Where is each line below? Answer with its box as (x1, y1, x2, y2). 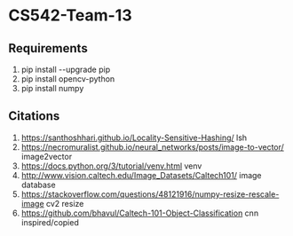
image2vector (20, 151, 73, 161)
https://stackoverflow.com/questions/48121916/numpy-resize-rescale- (20, 188, 280, 200)
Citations (8, 108, 60, 124)
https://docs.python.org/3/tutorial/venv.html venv (20, 161, 202, 171)
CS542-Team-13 (8, 5, 132, 26)
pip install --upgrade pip (20, 64, 111, 75)
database (20, 179, 56, 190)
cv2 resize (46, 198, 84, 208)
